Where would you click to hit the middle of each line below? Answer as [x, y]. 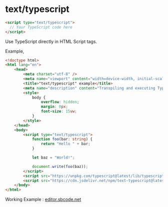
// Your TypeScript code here [41, 27]
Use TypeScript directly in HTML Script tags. [51, 41]
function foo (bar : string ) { [62, 139]
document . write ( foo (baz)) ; [60, 166]
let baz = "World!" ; [53, 158]
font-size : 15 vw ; [59, 111]
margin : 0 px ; [54, 107]
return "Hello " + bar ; [66, 144]
